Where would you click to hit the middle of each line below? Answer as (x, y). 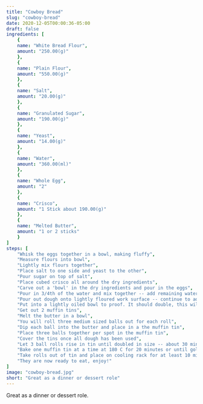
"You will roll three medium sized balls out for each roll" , (97, 322)
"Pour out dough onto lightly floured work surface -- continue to (104, 299)
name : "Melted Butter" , (47, 226)
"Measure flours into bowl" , (54, 260)
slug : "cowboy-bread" (34, 18)
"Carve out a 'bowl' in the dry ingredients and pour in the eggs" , (105, 288)
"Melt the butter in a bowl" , (55, 316)
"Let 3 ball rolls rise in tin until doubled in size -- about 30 (102, 344)
